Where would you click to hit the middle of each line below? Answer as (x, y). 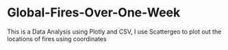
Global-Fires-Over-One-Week (94, 13)
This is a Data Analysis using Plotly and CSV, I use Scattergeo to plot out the (114, 32)
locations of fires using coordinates (57, 38)
